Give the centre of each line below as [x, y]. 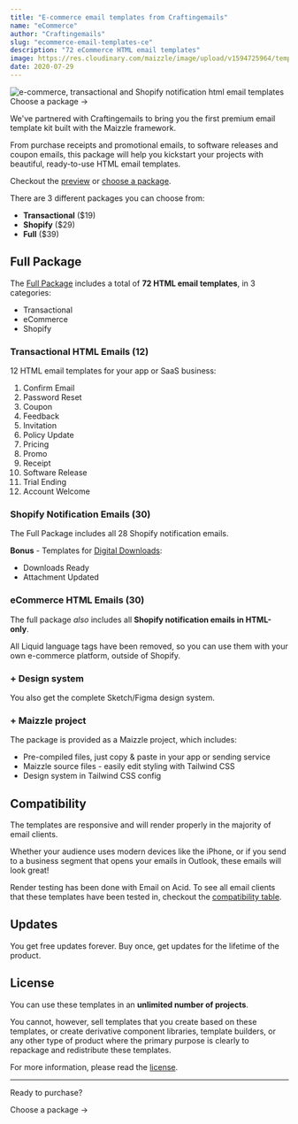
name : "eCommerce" [44, 26]
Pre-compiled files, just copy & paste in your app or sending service [146, 757]
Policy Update [48, 435]
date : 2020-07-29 [42, 67]
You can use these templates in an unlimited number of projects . [129, 1005]
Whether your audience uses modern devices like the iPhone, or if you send [148, 851]
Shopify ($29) [49, 224]
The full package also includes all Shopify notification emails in [127, 620]
